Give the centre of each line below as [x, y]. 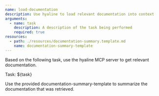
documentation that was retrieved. [40, 89]
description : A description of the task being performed [73, 28]
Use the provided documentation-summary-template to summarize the [76, 84]
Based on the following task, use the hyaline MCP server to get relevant [77, 59]
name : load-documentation [31, 10]
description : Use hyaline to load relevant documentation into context [79, 14]
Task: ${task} [19, 74]
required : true [29, 32]
